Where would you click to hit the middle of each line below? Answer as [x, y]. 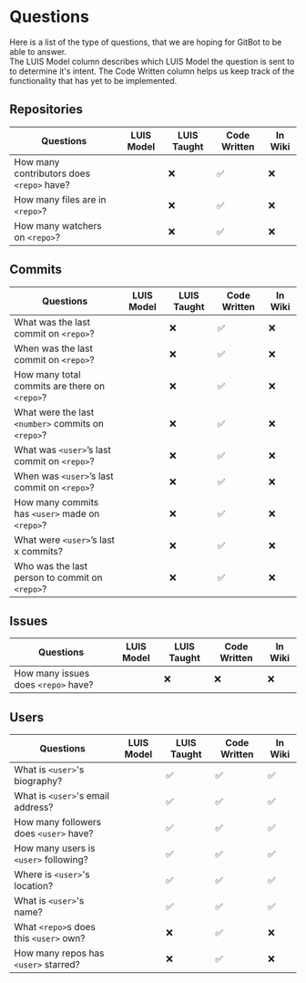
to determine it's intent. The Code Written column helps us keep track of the [152, 71]
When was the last [53, 348]
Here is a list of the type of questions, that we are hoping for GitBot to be [146, 42]
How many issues [52, 674]
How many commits [56, 502]
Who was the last [51, 565]
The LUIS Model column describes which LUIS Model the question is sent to [152, 61]
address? [34, 807]
